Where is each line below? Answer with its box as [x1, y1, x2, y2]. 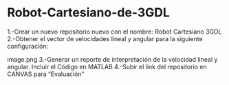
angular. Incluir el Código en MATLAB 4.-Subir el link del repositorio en [7, 62, 208, 71]
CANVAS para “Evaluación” [7, 70, 85, 78]
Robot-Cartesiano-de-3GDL [7, 5, 171, 21]
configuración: [7, 42, 49, 50]
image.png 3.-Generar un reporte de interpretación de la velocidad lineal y [7, 55, 218, 63]
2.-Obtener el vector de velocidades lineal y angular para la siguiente [7, 34, 203, 42]
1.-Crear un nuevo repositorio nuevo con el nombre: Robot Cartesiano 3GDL [7, 27, 222, 36]
